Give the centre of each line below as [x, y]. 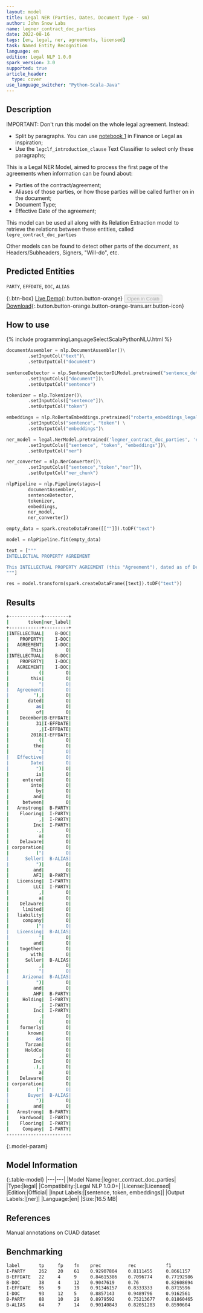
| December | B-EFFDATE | [39, 718]
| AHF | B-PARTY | [39, 994]
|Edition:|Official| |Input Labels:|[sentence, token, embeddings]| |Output [95, 1192]
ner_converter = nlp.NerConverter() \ [54, 462]
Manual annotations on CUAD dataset [53, 1232]
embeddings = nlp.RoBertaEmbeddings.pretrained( [69, 418]
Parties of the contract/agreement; [58, 185]
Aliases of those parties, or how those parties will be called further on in [105, 191]
